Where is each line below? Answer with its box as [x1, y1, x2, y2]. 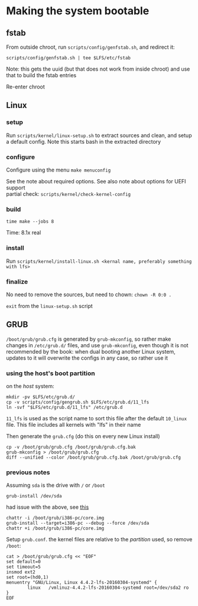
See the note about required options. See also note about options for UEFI [6, 177, 186, 185]
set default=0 [6, 559, 41, 565]
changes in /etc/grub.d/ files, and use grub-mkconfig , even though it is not [6, 341, 189, 348]
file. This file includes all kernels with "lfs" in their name [6, 421, 141, 428]
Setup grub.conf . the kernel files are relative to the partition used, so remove [6, 536, 193, 543]
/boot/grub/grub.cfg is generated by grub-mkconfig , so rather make [6, 335, 171, 342]
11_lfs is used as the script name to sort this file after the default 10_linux [6, 414, 187, 422]
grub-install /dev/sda [6, 493, 62, 499]
